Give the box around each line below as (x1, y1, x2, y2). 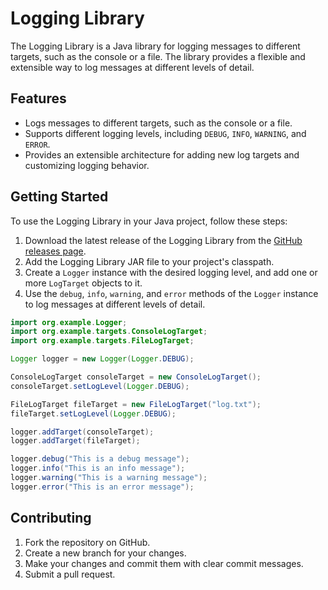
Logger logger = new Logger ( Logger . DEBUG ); (10, 354, 195, 364)
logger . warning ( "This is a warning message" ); (10, 473, 208, 483)
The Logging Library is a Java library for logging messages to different (10, 40, 301, 52)
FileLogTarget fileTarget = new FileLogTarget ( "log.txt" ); (10, 399, 262, 409)
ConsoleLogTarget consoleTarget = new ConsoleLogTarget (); (10, 372, 262, 382)
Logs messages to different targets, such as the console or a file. (24, 117, 293, 129)
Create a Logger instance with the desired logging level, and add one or (24, 266, 318, 278)
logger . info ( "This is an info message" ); (10, 463, 186, 474)
